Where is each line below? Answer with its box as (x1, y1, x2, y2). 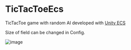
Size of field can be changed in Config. (5, 29, 86, 35)
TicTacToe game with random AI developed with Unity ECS (5, 20, 126, 26)
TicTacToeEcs (5, 3, 64, 15)
